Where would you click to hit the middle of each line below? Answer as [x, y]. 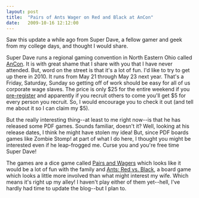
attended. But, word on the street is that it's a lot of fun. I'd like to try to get [98, 70]
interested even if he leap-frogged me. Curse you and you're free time [93, 145]
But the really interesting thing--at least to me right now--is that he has [94, 120]
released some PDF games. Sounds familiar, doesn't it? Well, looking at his [98, 126]
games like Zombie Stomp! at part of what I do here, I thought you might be [99, 139]
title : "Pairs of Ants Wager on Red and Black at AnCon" [80, 17]
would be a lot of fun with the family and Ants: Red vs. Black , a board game [99, 169]
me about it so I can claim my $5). [48, 109]
